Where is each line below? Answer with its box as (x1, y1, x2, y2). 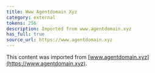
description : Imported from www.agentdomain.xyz (6, 25, 132, 32)
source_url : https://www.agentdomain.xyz (6, 37, 113, 43)
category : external (6, 14, 56, 21)
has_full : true (6, 31, 45, 37)
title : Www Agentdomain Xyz (6, 8, 78, 15)
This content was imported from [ (6, 54, 90, 60)
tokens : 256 (6, 20, 36, 26)
